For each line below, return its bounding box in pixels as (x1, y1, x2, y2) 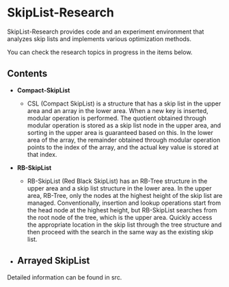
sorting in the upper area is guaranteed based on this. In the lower (27, 128, 214, 136)
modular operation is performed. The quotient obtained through (27, 114, 206, 122)
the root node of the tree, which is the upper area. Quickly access (27, 213, 213, 221)
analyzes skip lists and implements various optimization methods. (7, 34, 192, 42)
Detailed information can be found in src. (7, 273, 122, 282)
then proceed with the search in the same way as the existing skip (27, 227, 214, 236)
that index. (27, 150, 57, 158)
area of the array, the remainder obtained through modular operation (27, 136, 221, 144)
